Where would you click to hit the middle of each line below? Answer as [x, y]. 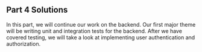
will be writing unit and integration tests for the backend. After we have [94, 31]
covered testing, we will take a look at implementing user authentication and [101, 37]
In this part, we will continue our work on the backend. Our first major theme [101, 24]
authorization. [24, 44]
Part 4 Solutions [37, 10]
